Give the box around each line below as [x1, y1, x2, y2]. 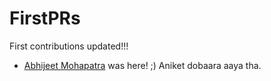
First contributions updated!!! [9, 40, 129, 52]
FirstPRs [9, 7, 81, 30]
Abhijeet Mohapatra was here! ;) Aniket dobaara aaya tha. [23, 59, 262, 71]
